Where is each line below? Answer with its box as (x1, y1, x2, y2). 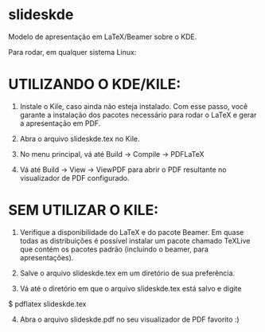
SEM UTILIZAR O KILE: (8, 201, 159, 220)
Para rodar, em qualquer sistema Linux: (8, 47, 137, 57)
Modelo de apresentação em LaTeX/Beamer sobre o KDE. (8, 32, 197, 41)
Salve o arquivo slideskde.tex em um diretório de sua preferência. (19, 268, 236, 278)
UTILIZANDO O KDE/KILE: (8, 76, 181, 93)
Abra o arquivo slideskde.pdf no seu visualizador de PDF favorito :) (19, 314, 240, 324)
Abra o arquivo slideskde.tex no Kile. (19, 134, 141, 143)
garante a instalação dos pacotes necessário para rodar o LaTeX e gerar (19, 110, 257, 119)
